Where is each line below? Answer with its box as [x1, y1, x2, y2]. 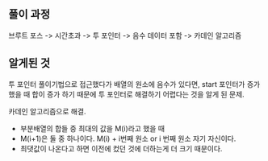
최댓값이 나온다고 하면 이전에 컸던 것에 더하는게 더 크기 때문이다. [19, 143, 223, 153]
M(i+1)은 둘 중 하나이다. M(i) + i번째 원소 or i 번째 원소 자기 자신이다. [19, 134, 237, 143]
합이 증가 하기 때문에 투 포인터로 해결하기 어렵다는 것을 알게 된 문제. [31, 89, 245, 99]
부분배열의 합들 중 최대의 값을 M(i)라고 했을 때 [19, 123, 165, 133]
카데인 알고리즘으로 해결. [8, 106, 86, 116]
